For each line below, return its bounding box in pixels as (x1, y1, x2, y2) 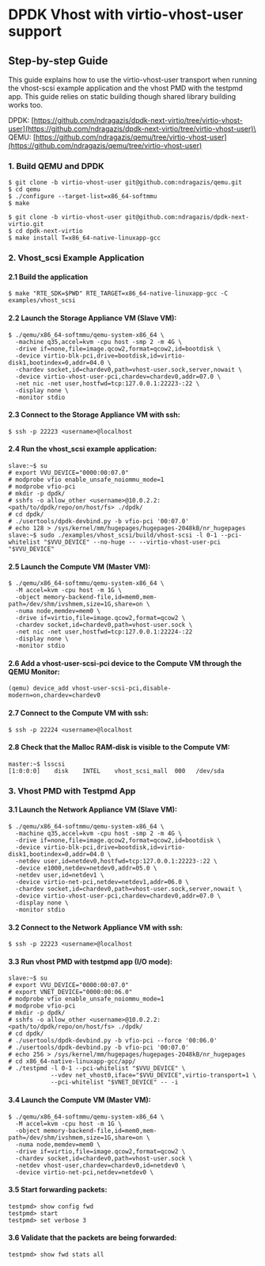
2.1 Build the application (8, 272, 89, 281)
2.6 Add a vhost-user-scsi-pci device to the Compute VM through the (8, 658, 242, 667)
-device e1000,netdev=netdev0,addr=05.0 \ (15, 864, 157, 872)
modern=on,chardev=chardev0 (8, 691, 101, 699)
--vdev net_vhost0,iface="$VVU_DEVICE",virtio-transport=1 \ (50, 1072, 257, 1080)
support (8, 22, 62, 40)
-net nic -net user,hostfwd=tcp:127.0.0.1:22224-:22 (15, 628, 193, 636)
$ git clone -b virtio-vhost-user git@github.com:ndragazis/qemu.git (8, 178, 243, 187)
